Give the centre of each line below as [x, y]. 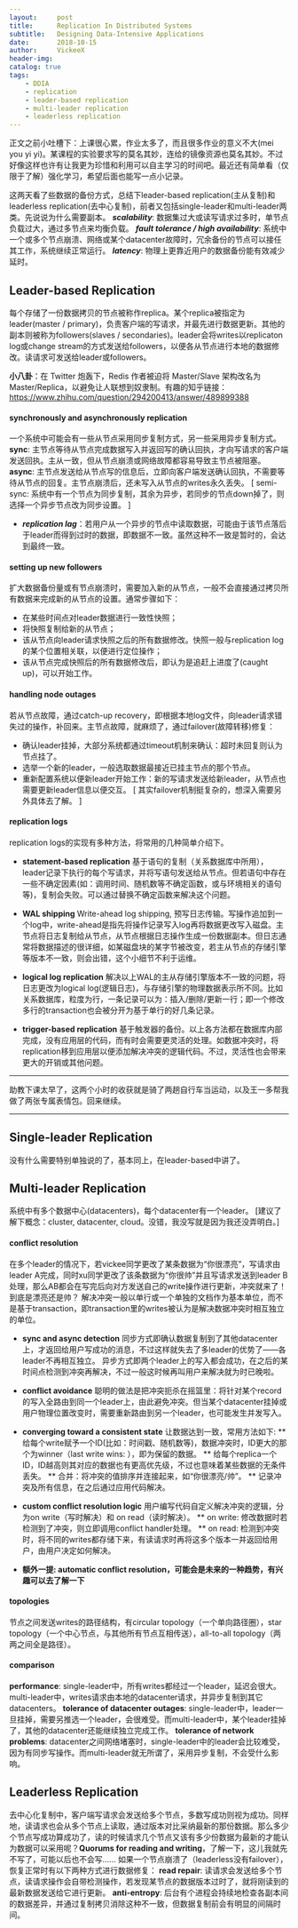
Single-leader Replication [81, 1138]
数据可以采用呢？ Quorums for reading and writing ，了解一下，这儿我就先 [152, 1848]
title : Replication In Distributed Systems [101, 26]
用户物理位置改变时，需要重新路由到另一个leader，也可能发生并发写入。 [154, 1413]
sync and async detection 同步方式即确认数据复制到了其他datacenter [150, 1338]
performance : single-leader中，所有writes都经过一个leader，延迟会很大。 [145, 1685]
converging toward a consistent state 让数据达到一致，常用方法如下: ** [154, 1431]
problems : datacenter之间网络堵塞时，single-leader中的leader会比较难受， [147, 1741]
